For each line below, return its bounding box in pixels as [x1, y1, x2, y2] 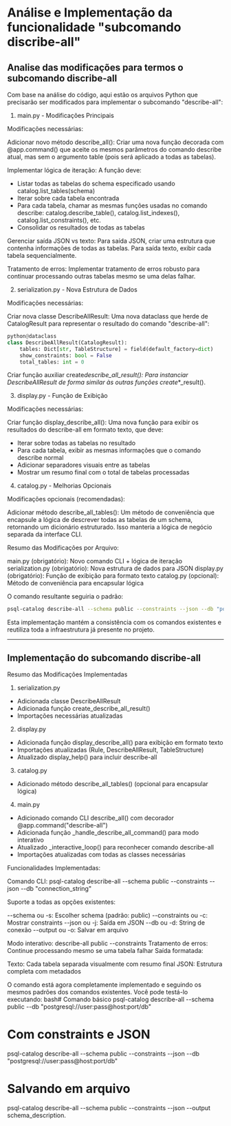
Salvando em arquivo [7, 1081, 131, 1097]
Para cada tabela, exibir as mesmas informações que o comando [16, 446, 201, 454]
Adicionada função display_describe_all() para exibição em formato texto [16, 738, 223, 747]
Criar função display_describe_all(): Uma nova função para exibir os [7, 419, 199, 427]
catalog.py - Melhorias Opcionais [16, 481, 112, 490]
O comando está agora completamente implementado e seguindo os [7, 981, 201, 989]
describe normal [16, 454, 64, 462]
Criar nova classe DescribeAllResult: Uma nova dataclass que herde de [7, 312, 208, 320]
